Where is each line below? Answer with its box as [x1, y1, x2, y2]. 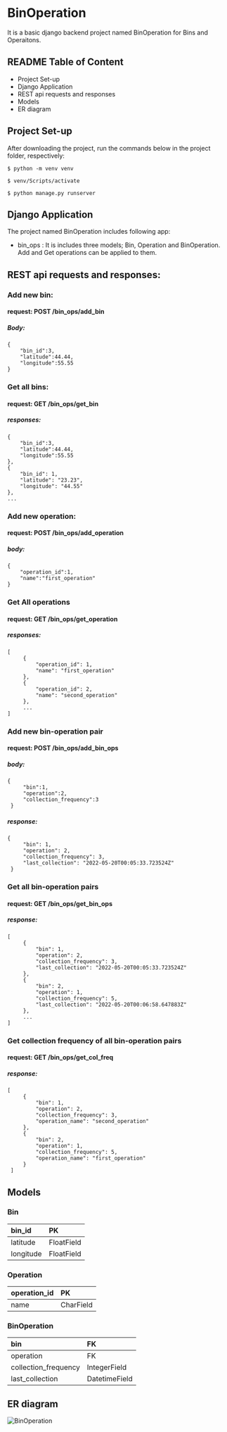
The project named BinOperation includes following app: [7, 227, 171, 236]
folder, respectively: [7, 151, 65, 160]
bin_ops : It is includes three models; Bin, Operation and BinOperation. [17, 241, 221, 249]
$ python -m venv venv [7, 165, 74, 172]
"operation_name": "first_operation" [35, 1155, 146, 1162]
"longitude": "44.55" [20, 482, 83, 490]
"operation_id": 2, [35, 685, 93, 693]
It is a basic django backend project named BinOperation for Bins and [7, 28, 209, 37]
